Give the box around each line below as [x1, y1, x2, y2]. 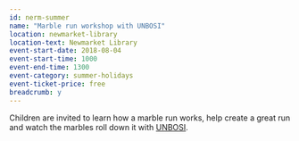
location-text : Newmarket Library [9, 37, 138, 47]
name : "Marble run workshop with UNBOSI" [9, 21, 166, 30]
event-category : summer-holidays [9, 71, 134, 80]
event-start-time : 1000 [9, 54, 98, 63]
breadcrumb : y [9, 87, 62, 96]
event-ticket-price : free [9, 79, 105, 88]
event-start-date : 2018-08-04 [9, 46, 122, 55]
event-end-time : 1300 [9, 63, 90, 72]
